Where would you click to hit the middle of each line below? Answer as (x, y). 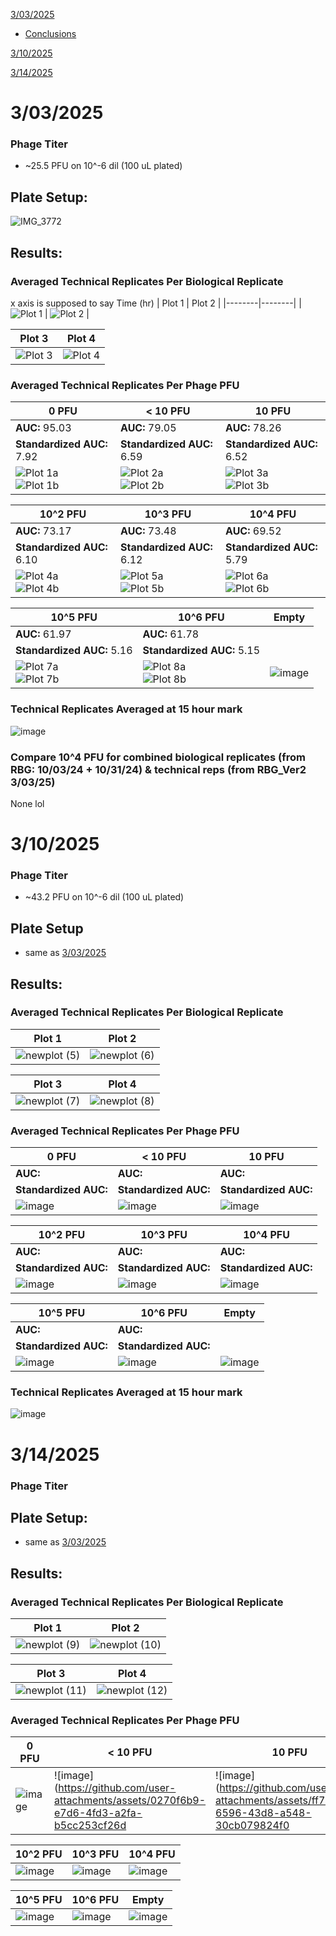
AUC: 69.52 (253, 531)
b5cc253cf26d (90, 1826)
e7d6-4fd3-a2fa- (98, 1813)
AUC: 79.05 (148, 428)
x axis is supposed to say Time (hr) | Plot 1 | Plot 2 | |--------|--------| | (156, 303)
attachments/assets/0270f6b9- (130, 1801)
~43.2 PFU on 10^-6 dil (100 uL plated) (104, 897)
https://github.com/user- (117, 1788)
